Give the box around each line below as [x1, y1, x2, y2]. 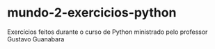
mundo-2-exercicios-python [7, 5, 177, 21]
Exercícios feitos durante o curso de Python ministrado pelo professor [7, 28, 208, 36]
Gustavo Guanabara [7, 35, 65, 43]
